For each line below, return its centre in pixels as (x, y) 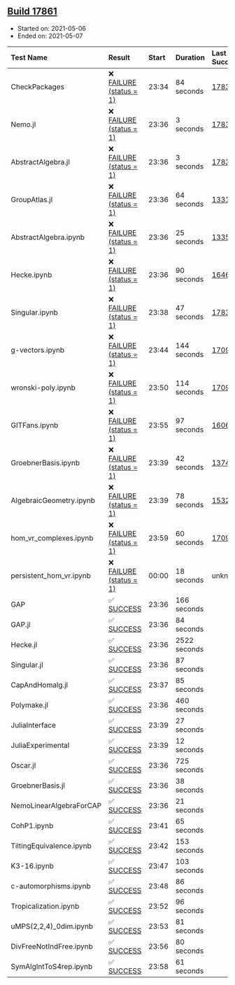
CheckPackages (38, 87)
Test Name (29, 57)
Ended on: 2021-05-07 (50, 36)
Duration (190, 57)
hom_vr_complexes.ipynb (52, 538)
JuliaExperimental (40, 745)
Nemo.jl (23, 124)
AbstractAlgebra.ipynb (48, 237)
